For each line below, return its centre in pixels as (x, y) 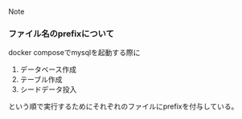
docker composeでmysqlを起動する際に (74, 53)
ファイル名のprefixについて (61, 34)
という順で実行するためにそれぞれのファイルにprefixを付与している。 (123, 106)
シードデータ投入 (48, 89)
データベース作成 (48, 69)
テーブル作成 (41, 80)
